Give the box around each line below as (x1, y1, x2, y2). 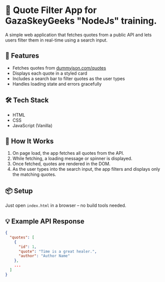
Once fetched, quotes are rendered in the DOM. (12, 161, 111, 167)
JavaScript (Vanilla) (12, 122, 53, 128)
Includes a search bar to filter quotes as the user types (12, 75, 125, 82)
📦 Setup (5, 186, 33, 195)
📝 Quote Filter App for (5, 5, 97, 16)
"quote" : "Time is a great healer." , (18, 249, 97, 254)
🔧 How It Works (5, 137, 54, 145)
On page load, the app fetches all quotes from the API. (12, 150, 125, 156)
